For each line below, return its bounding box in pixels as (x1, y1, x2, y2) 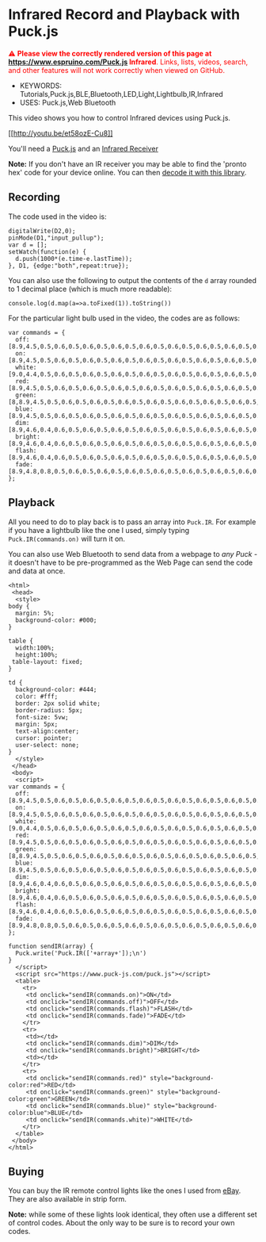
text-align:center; (15, 727, 80, 735)
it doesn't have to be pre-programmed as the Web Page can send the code (8, 558, 253, 567)
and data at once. (8, 565, 66, 576)
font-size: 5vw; (15, 713, 69, 721)
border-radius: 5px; (15, 706, 83, 715)
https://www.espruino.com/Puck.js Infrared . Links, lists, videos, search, (8, 57, 248, 67)
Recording (8, 190, 61, 204)
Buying (8, 1164, 44, 1179)
